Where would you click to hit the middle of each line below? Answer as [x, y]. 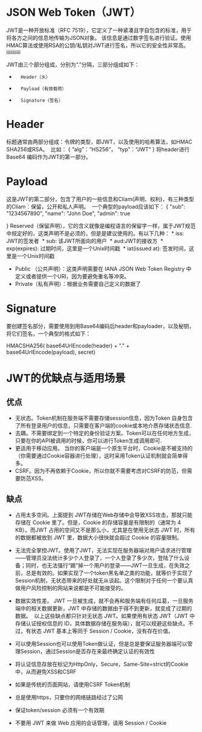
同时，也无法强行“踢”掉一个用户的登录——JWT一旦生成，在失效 [105, 565]
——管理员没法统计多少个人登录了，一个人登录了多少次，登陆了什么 [99, 558]
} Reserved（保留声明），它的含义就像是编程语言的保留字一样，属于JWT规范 [101, 226]
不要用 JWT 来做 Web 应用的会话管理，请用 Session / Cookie [91, 723]
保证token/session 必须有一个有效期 [59, 710]
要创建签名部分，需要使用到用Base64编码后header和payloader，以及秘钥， [100, 326]
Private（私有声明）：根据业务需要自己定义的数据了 [78, 283]
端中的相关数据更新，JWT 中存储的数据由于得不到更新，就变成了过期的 [103, 608]
